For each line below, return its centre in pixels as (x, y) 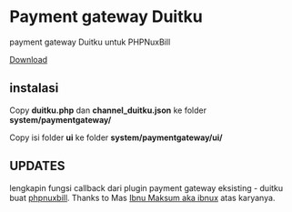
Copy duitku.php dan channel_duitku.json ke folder (108, 110)
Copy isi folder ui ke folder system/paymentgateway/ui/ (116, 137)
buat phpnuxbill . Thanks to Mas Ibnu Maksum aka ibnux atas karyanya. (142, 197)
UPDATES (37, 166)
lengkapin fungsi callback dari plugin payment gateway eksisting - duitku (146, 187)
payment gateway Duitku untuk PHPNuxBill (90, 42)
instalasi (34, 88)
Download (29, 59)
